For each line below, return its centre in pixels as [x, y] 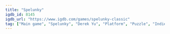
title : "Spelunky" [25, 10]
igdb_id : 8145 [20, 14]
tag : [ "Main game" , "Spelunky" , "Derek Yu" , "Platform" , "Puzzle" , [78, 24]
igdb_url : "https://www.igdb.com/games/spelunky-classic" [68, 19]
